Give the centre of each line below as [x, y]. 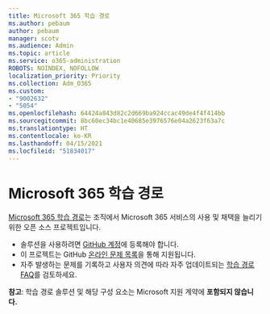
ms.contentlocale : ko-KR [50, 136]
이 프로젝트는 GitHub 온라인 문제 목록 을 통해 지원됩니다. [108, 254]
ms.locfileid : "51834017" [52, 151]
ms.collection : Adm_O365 [50, 83]
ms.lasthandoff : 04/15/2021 [56, 143]
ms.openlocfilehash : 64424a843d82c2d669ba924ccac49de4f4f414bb [117, 114]
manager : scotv [34, 38]
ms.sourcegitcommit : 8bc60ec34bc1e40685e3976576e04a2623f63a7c [117, 121]
